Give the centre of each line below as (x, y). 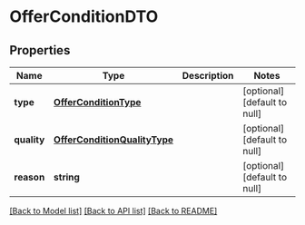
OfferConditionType (97, 102)
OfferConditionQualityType (113, 140)
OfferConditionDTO (84, 17)
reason (30, 177)
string (66, 177)
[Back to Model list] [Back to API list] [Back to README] (113, 211)
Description (208, 76)
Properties (40, 50)
